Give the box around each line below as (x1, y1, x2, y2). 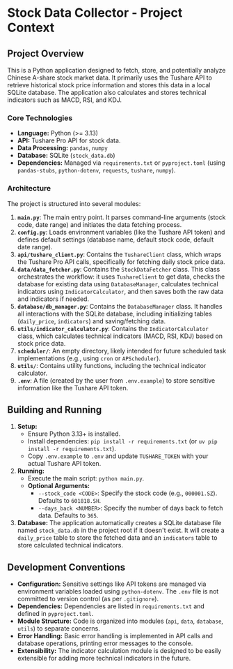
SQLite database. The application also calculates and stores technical (7, 89, 207, 96)
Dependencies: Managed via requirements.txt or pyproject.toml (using (17, 159, 226, 167)
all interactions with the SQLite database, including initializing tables (17, 309, 212, 318)
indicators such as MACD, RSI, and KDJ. (7, 96, 122, 104)
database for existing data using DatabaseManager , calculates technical (17, 279, 219, 288)
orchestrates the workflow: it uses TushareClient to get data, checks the (17, 272, 225, 281)
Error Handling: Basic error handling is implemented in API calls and (17, 632, 214, 640)
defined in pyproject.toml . (17, 610, 94, 618)
